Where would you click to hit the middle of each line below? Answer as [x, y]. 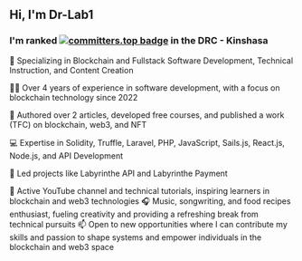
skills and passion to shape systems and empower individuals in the [136, 237]
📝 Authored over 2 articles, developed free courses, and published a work [147, 115]
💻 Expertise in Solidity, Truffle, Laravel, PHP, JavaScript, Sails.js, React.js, [147, 142]
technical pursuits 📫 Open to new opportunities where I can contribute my [148, 224]
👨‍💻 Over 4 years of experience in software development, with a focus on [145, 87]
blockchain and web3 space [62, 246]
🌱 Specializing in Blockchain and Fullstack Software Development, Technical [151, 60]
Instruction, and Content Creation [71, 70]
